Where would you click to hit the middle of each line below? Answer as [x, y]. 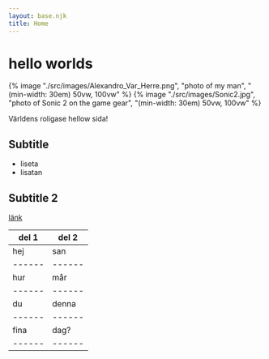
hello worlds [51, 64]
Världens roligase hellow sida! [58, 119]
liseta [29, 164]
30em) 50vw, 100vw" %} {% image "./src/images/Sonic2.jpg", [152, 95]
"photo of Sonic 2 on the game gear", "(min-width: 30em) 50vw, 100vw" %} [135, 103]
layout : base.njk [38, 16]
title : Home [28, 24]
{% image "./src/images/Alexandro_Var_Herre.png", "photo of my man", [127, 86]
